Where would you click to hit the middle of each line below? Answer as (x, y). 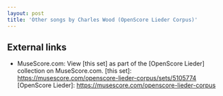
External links (37, 47)
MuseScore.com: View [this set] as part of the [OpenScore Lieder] (110, 64)
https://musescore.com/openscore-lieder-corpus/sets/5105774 (107, 78)
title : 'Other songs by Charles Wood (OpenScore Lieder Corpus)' (102, 20)
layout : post (26, 13)
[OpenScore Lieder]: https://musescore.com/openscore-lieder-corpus (116, 85)
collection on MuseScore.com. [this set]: (74, 71)
